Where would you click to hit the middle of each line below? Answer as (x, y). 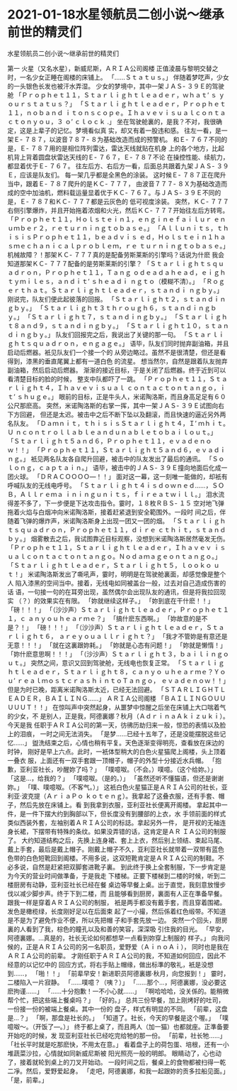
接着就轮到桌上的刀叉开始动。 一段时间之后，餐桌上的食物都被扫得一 (120, 1062)
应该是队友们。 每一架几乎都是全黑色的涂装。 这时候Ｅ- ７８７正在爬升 (123, 175)
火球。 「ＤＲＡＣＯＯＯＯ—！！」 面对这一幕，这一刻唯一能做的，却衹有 (120, 476)
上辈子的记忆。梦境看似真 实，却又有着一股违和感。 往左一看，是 (126, 130)
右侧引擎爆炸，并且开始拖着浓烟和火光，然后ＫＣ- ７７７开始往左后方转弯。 (118, 210)
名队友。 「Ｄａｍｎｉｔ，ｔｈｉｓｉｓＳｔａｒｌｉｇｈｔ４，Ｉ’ (102, 423)
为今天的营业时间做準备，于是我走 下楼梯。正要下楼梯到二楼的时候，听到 (114, 876)
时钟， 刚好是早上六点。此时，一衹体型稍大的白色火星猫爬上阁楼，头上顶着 (117, 751)
